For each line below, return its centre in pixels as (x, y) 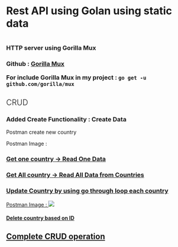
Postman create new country (41, 132)
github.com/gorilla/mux (41, 84)
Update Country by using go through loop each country (87, 191)
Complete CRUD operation (56, 237)
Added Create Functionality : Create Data (67, 119)
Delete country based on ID (41, 218)
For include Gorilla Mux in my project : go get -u (76, 77)
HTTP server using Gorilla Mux (51, 48)
